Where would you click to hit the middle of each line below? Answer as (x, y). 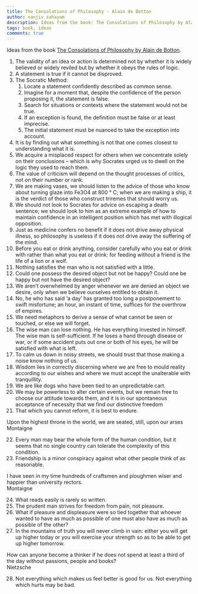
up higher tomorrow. (40, 544)
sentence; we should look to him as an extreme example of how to (95, 211)
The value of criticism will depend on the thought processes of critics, (100, 174)
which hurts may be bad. (45, 585)
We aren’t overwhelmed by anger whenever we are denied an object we (102, 286)
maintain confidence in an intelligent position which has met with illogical (103, 217)
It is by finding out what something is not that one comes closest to (96, 143)
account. (35, 136)
